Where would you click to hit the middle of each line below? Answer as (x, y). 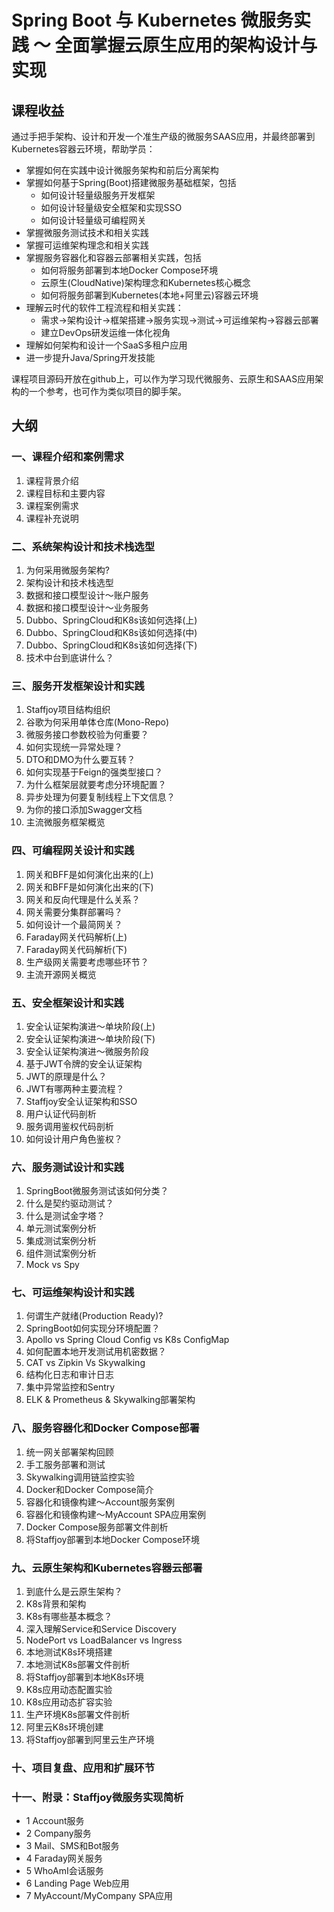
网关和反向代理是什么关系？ (83, 899)
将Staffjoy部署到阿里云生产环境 (90, 1740)
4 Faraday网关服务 (64, 1858)
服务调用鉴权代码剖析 (69, 1126)
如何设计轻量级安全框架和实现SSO (111, 207)
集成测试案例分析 (61, 1241)
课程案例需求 (52, 505)
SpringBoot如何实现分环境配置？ (93, 1328)
